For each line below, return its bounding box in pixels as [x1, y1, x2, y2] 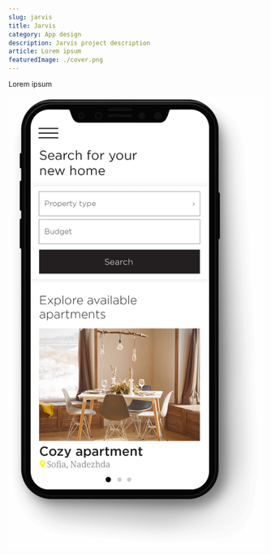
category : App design [8, 30, 82, 38]
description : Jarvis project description [8, 39, 151, 47]
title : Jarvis [8, 21, 57, 30]
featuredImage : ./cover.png [8, 56, 104, 64]
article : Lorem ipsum [8, 47, 82, 56]
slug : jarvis [8, 13, 53, 21]
